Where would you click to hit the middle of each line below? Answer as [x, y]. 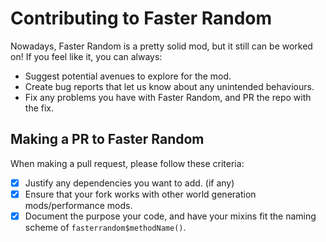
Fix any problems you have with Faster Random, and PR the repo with [168, 97]
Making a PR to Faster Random [107, 139]
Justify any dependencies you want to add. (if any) [129, 183]
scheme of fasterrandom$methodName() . [105, 227]
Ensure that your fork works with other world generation [140, 194]
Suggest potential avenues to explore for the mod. [128, 76]
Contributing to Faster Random [141, 18]
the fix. [39, 108]
